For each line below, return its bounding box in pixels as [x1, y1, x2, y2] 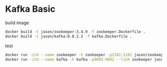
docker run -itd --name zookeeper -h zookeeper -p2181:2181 [5, 52, 133, 57]
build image [5, 20, 29, 26]
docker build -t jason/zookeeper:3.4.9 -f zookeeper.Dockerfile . [5, 29, 146, 34]
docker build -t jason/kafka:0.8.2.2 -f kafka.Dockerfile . [5, 33, 133, 39]
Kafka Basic [5, 3, 56, 15]
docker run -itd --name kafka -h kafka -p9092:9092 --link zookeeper [5, 57, 153, 62]
